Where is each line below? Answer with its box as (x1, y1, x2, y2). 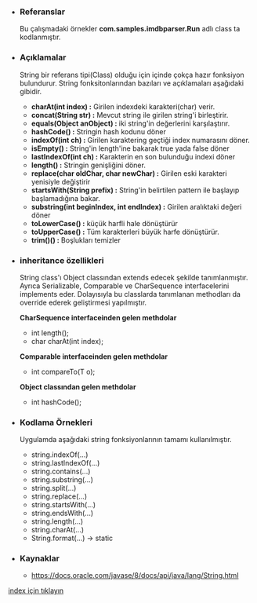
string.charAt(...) (31, 525, 85, 535)
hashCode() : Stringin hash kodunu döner (31, 126, 166, 136)
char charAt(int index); (31, 336, 104, 345)
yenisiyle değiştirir (31, 177, 91, 186)
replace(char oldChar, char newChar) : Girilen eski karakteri (31, 168, 227, 178)
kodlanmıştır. (19, 32, 61, 42)
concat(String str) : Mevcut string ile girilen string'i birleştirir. (31, 110, 229, 119)
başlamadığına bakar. (31, 193, 100, 203)
